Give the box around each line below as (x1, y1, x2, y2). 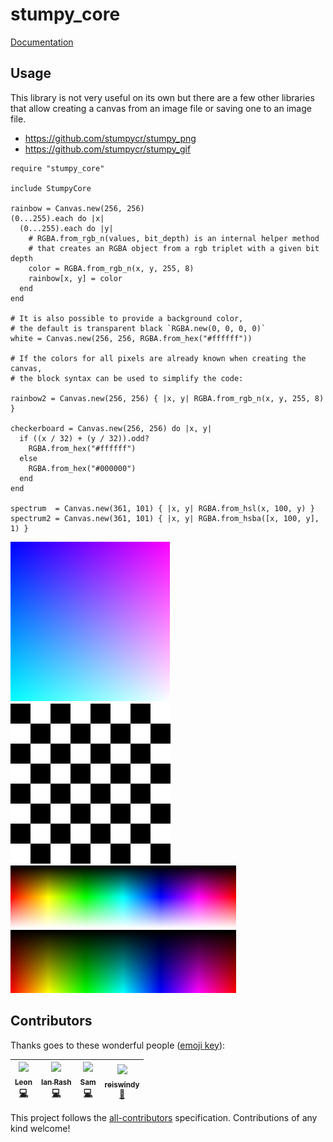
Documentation (10, 36, 74, 48)
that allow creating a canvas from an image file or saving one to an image (10, 102, 312, 114)
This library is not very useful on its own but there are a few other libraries (10, 91, 315, 103)
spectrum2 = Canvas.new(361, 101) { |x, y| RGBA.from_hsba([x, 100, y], (10, 513, 320, 523)
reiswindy (104, 1079, 140, 1090)
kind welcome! (10, 1123, 71, 1135)
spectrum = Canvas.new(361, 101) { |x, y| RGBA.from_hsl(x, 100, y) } (10, 503, 315, 513)
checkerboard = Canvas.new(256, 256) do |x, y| (10, 423, 213, 433)
